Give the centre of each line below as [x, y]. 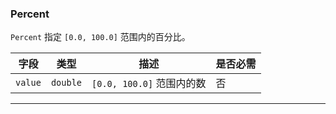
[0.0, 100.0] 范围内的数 [149, 84]
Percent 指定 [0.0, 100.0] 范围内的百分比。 [100, 37]
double [66, 83]
